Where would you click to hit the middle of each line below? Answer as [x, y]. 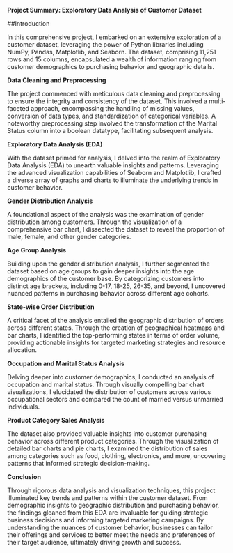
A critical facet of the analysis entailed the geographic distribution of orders [115, 320]
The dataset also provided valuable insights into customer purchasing [107, 434]
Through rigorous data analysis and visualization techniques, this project [111, 490]
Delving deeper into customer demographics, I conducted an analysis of [111, 377]
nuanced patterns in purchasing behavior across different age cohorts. [109, 293]
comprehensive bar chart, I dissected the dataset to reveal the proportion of [116, 229]
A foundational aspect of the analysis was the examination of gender [105, 214]
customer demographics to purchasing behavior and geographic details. [111, 67]
